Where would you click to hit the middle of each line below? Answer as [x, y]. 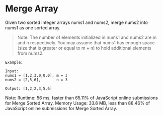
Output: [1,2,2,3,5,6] [29, 88]
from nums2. [30, 53]
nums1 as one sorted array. [33, 27]
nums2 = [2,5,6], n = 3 [37, 80]
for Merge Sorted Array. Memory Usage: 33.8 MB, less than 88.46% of [78, 103]
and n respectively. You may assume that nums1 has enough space [86, 42]
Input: [12, 71]
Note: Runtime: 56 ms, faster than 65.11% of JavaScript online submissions [81, 98]
